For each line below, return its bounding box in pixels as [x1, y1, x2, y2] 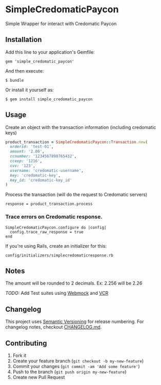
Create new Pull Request [12, 374, 65, 380]
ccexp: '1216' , [10, 159, 43, 164]
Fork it [12, 352, 27, 359]
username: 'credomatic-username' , [10, 168, 84, 173]
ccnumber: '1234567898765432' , [10, 154, 77, 159]
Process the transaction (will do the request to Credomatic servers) [5, 191, 148, 198]
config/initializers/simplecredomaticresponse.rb [5, 252, 114, 258]
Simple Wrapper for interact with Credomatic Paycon [5, 20, 117, 27]
